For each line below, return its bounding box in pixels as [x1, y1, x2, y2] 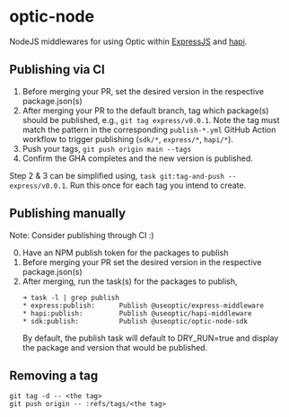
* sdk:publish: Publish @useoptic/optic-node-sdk [22, 316, 249, 325]
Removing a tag [9, 368, 99, 383]
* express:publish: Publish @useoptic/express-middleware [22, 301, 265, 310]
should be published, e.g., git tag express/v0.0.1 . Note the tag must [22, 114, 280, 125]
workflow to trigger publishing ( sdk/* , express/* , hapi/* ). [22, 133, 233, 145]
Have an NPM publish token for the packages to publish [22, 247, 229, 258]
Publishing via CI [9, 62, 106, 77]
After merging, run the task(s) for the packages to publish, [22, 276, 238, 287]
